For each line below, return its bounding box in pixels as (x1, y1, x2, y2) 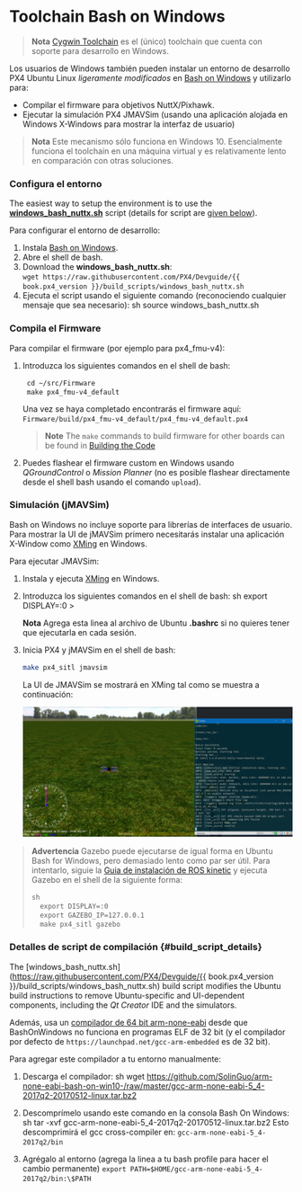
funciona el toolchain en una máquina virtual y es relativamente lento (31, 146, 287, 156)
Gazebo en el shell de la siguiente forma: (31, 875, 182, 885)
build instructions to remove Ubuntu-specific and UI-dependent (9, 990, 245, 1001)
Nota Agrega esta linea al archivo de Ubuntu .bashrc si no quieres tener (22, 618, 290, 628)
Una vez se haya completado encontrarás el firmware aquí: (22, 403, 242, 414)
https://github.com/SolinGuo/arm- (147, 1071, 273, 1081)
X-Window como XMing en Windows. (9, 538, 148, 549)
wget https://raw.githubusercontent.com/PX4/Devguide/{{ (22, 272, 241, 282)
